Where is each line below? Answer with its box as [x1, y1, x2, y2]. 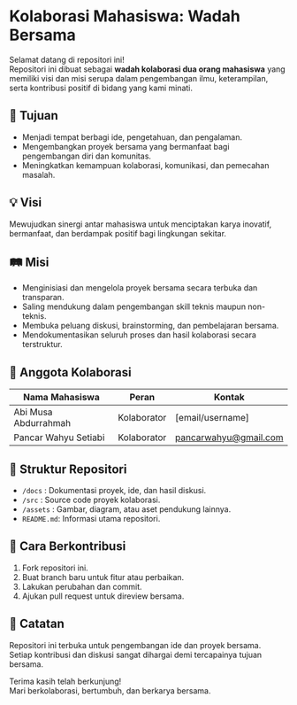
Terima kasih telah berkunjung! [9, 676, 122, 686]
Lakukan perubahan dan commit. [21, 581, 143, 592]
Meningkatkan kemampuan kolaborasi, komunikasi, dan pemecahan [21, 159, 270, 170]
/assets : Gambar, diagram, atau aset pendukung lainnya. [21, 504, 232, 515]
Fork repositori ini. [21, 562, 88, 573]
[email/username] [175, 412, 249, 424]
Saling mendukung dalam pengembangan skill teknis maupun [21, 301, 246, 312]
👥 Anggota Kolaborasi [9, 365, 132, 380]
